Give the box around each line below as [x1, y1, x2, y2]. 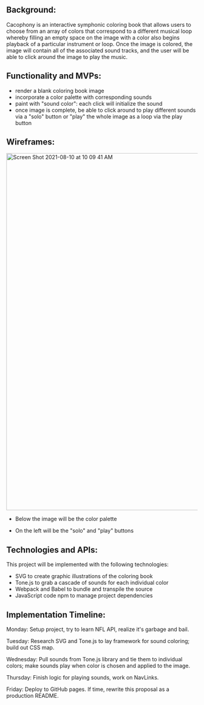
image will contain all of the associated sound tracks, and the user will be [6, 47, 189, 54]
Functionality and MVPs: [6, 71, 101, 81]
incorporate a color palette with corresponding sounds [15, 94, 152, 101]
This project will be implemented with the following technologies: [6, 561, 169, 568]
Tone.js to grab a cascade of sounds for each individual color [15, 579, 169, 587]
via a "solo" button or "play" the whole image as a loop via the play [15, 112, 183, 120]
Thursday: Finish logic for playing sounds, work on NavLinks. [6, 674, 159, 681]
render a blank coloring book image [15, 87, 104, 94]
